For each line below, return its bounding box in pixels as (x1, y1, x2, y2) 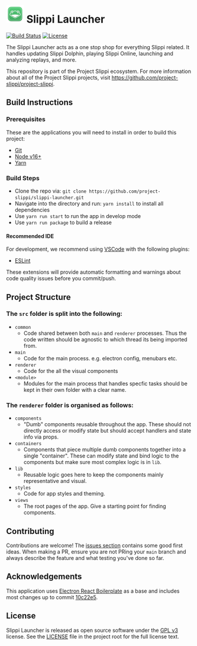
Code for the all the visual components (23, 367, 118, 375)
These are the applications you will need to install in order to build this (6, 129, 177, 136)
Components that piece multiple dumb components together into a (23, 446, 186, 453)
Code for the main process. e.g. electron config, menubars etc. (23, 354, 177, 362)
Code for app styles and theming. (23, 490, 105, 497)
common (14, 324, 31, 330)
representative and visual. (23, 478, 87, 485)
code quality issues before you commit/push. (6, 275, 117, 282)
